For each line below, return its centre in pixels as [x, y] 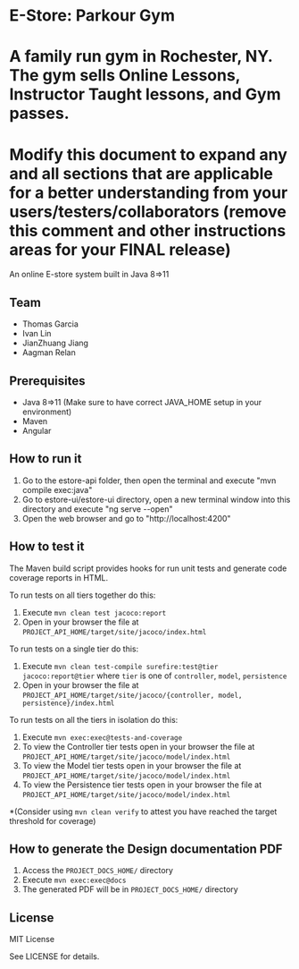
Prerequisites [47, 381]
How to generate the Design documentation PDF [146, 849]
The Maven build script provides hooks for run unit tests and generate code [148, 568]
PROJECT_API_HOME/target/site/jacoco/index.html [114, 632]
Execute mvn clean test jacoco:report [94, 612]
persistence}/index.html [68, 703]
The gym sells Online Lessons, [125, 76]
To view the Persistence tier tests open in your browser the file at [141, 785]
